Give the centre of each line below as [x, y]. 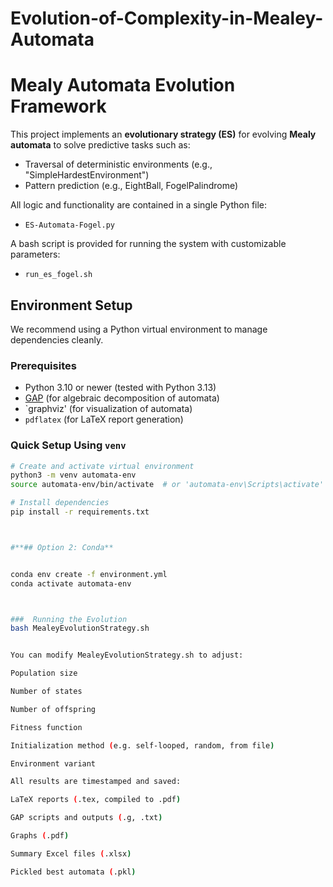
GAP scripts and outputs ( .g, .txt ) [86, 818]
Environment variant [53, 763]
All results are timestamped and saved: [96, 782]
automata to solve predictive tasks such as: [100, 145]
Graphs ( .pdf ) [40, 836]
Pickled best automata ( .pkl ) [73, 872]
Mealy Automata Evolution [123, 85]
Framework [58, 106]
